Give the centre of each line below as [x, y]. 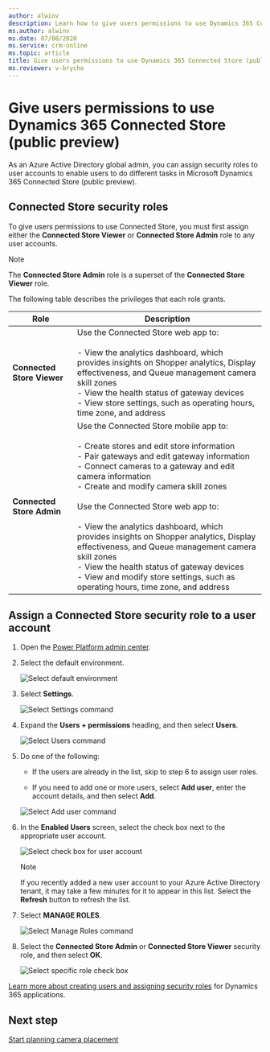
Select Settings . [47, 694]
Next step [33, 1020]
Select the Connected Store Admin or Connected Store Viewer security [140, 947]
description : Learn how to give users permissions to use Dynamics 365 [131, 23]
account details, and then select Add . [94, 796]
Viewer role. [29, 283]
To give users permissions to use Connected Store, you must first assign [129, 226]
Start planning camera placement [63, 1040]
